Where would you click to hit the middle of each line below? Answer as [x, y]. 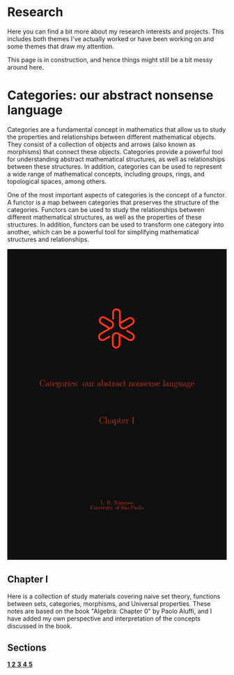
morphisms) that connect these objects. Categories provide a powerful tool [115, 151]
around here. [26, 67]
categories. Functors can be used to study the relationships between [106, 209]
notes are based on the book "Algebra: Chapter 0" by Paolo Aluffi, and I [110, 611]
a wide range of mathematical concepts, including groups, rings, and [106, 174]
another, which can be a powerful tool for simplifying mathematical [103, 232]
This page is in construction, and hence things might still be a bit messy [110, 59]
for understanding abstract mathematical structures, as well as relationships [116, 159]
